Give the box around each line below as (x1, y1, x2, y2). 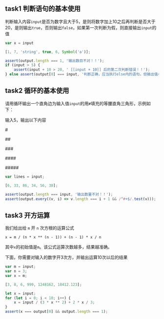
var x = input (5, 41, 34, 46)
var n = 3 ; (5, 269, 27, 274)
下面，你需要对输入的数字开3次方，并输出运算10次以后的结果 (5, 254, 128, 260)
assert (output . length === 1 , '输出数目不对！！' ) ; (5, 58, 104, 63)
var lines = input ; (5, 174, 45, 179)
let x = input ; (5, 291, 36, 296)
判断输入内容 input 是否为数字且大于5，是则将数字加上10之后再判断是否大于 (5, 19, 156, 24)
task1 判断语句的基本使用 (5, 4, 81, 13)
